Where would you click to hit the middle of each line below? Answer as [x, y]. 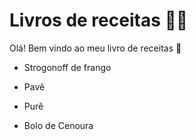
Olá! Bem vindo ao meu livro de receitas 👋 [95, 48]
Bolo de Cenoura [58, 125]
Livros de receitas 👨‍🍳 [99, 20]
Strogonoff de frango [67, 67]
